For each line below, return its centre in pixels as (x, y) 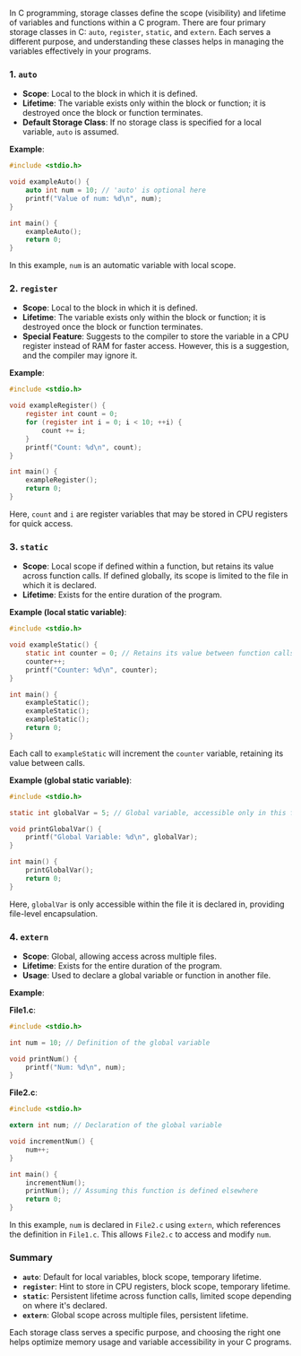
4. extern (29, 936)
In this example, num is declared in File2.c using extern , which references (145, 1225)
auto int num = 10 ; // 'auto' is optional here (116, 191)
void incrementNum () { (52, 1142)
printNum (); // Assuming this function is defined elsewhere (142, 1191)
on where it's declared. (64, 1306)
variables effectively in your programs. (80, 51)
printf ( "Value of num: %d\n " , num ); (94, 198)
